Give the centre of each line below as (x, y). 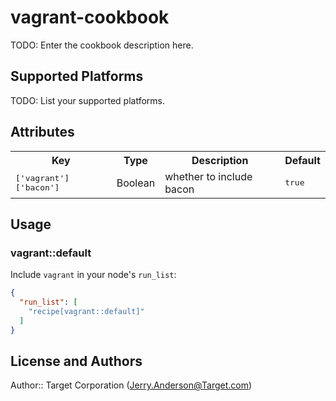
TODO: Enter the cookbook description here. (102, 45)
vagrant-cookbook (90, 17)
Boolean (136, 183)
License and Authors (76, 361)
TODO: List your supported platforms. (88, 100)
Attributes (42, 132)
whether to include (208, 176)
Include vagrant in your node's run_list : (93, 275)
